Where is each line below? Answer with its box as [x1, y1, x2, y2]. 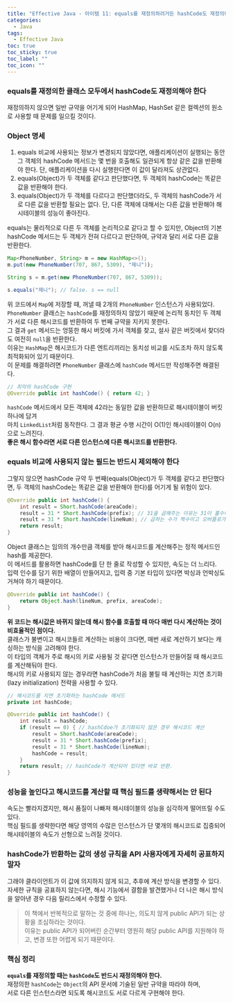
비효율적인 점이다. [7, 626, 56, 635]
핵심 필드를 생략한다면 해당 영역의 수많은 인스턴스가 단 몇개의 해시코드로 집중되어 [7, 822, 226, 830]
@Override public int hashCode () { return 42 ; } [7, 390, 150, 397]
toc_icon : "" [7, 62, 45, 69]
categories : [7, 17, 42, 24]
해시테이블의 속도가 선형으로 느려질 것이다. [7, 830, 123, 838]
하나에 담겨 [7, 411, 37, 421]
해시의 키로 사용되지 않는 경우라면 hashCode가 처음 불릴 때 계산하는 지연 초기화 [7, 669, 223, 678]
